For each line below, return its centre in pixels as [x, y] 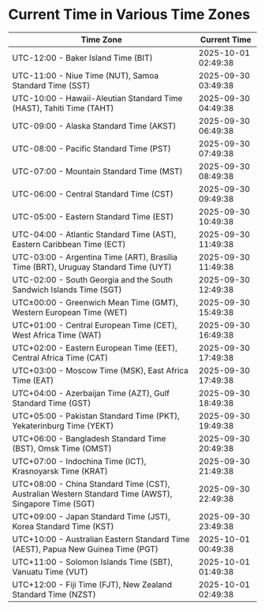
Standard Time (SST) [51, 85]
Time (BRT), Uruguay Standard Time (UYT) [92, 267]
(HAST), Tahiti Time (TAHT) [63, 108]
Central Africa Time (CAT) [60, 357]
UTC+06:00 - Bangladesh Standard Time [89, 438]
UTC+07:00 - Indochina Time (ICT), [79, 461]
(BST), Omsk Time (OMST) [62, 448]
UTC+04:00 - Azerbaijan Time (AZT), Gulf [91, 393]
